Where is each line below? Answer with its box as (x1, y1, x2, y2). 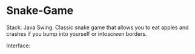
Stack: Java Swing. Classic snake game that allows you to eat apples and (6, 24, 189, 31)
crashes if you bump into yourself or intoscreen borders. (6, 30, 147, 37)
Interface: (6, 42, 31, 49)
